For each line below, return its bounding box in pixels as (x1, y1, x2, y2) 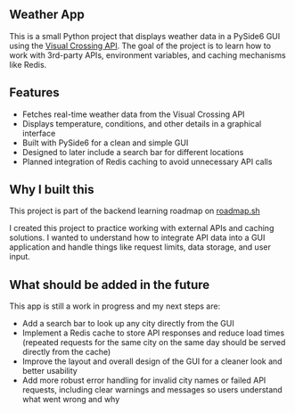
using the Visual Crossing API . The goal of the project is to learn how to (9, 40, 272, 51)
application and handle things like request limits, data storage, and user (9, 242, 272, 252)
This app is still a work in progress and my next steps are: (9, 301, 221, 311)
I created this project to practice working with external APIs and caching (9, 223, 275, 234)
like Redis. (9, 59, 47, 70)
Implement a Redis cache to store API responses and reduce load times (21, 327, 285, 338)
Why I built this (9, 182, 94, 197)
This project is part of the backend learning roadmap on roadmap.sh (9, 205, 260, 217)
